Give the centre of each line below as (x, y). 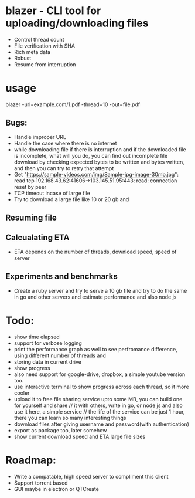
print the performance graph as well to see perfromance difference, (96, 349)
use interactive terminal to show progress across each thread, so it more (101, 387)
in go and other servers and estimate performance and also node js (95, 297)
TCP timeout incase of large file (52, 193)
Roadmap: (31, 460)
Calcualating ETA (37, 238)
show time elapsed (37, 337)
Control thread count (39, 39)
